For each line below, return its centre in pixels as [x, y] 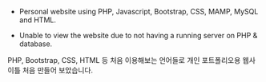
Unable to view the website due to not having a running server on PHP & [138, 35]
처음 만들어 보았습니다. [58, 70]
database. [36, 44]
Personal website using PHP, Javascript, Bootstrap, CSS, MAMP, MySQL [139, 12]
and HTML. [38, 20]
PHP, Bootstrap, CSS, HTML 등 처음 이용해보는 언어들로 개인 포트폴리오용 [124, 60]
